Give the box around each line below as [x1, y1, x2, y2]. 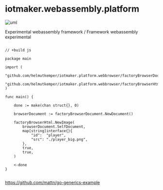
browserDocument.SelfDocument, [22, 124, 86, 129]
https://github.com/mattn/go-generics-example [5, 179, 100, 185]
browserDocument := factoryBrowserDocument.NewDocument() [14, 111, 133, 116]
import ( [5, 65, 23, 69]
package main [5, 56, 32, 61]
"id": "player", [31, 133, 66, 138]
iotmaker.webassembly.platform [5, 3, 140, 15]
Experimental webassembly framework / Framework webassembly [5, 29, 138, 35]
